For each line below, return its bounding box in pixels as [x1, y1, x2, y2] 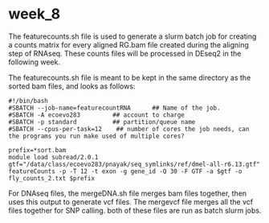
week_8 [8, 5, 61, 23]
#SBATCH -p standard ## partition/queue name [8, 118, 196, 126]
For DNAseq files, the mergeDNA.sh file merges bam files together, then [8, 188, 247, 198]
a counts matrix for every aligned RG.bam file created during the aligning [8, 39, 249, 49]
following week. [8, 57, 60, 67]
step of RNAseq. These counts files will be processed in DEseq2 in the [8, 48, 242, 58]
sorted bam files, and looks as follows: [8, 81, 136, 91]
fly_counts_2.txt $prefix [8, 174, 95, 182]
